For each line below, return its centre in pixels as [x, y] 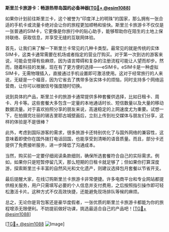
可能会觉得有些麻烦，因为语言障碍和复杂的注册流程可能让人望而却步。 [87, 61]
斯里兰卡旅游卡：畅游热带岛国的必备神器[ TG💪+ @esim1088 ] [68, 8]
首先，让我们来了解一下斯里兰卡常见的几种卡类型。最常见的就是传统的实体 [82, 48]
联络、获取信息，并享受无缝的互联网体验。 [54, 37]
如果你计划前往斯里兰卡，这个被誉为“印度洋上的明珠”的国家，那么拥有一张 [82, 19]
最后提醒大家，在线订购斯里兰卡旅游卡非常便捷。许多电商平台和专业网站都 [82, 179]
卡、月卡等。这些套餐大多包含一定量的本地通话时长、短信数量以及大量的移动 [84, 103]
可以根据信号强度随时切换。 [56, 86]
